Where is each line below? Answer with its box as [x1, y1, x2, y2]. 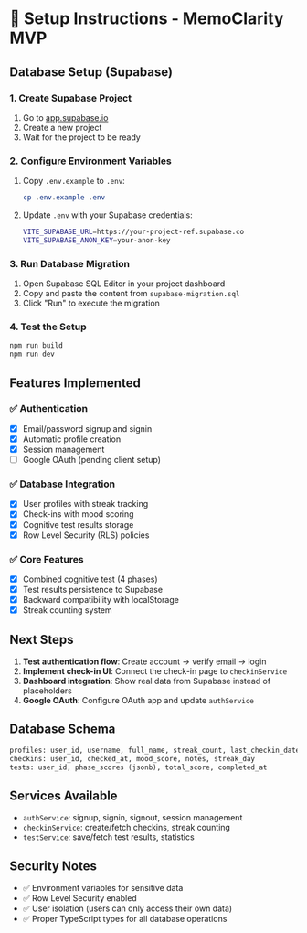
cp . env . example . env [22, 193, 106, 202]
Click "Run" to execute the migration [22, 297, 160, 309]
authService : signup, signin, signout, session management [22, 812, 243, 823]
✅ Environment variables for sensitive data [22, 883, 184, 894]
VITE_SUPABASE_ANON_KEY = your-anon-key [22, 235, 171, 245]
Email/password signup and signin [22, 423, 153, 434]
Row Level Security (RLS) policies [22, 530, 150, 541]
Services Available [9, 788, 118, 803]
